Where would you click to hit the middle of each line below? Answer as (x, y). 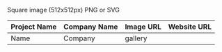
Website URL (190, 27)
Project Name (34, 27)
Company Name (91, 27)
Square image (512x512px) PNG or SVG (63, 10)
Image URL (143, 27)
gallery (136, 38)
